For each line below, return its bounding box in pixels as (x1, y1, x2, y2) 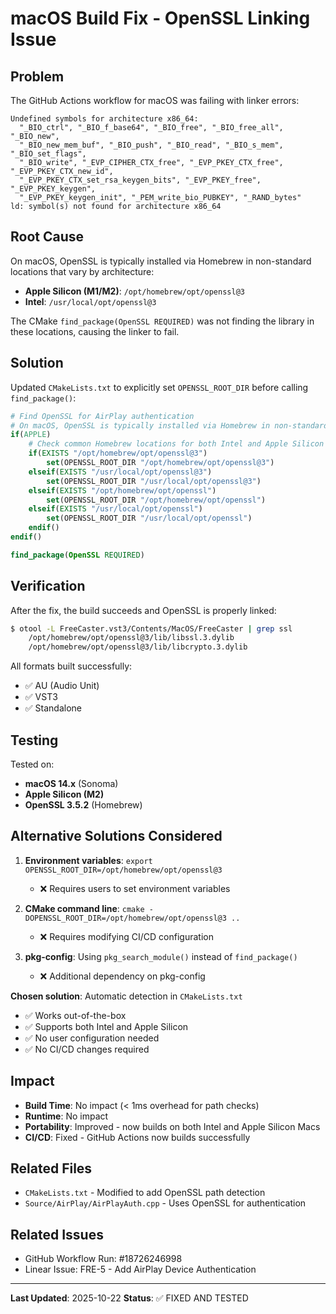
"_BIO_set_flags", (10, 149, 87, 159)
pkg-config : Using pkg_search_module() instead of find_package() (24, 950, 298, 962)
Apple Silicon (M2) (24, 788, 105, 800)
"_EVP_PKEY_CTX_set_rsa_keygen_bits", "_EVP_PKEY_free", (19, 175, 262, 185)
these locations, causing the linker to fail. (10, 325, 180, 337)
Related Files (10, 1160, 93, 1177)
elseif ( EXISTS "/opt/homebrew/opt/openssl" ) (28, 485, 217, 496)
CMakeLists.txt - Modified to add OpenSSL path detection (24, 1187, 266, 1199)
